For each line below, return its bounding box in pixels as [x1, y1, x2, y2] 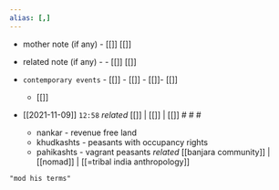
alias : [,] [9, 13, 51, 23]
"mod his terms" [9, 174, 71, 183]
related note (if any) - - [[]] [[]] [22, 56, 137, 67]
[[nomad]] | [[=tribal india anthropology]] [36, 156, 190, 167]
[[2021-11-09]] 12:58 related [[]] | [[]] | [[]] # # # [22, 109, 202, 120]
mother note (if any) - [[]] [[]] [22, 38, 132, 49]
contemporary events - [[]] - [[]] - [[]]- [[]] [22, 74, 178, 85]
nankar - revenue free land [36, 127, 138, 138]
